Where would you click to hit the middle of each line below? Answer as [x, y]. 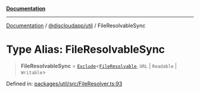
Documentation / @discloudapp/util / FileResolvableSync [76, 25]
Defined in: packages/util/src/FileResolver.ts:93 [64, 84]
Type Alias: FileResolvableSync [86, 49]
